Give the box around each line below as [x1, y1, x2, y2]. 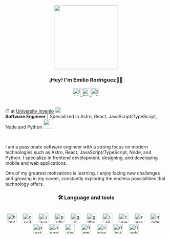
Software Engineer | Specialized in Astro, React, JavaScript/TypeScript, [5, 114, 157, 120]
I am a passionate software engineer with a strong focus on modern [5, 144, 148, 150]
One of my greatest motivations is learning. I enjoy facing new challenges [5, 170, 160, 176]
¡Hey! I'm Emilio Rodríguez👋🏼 [49, 76, 123, 83]
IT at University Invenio [5, 108, 54, 114]
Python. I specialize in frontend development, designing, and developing [5, 155, 158, 161]
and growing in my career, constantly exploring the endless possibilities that [5, 176, 166, 182]
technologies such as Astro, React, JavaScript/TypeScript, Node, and [5, 149, 152, 156]
